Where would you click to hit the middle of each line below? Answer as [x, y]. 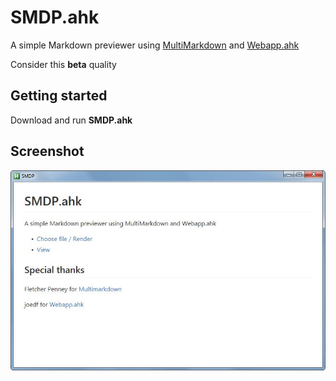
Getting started [59, 96]
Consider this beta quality [63, 64]
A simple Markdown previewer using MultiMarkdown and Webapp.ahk [155, 45]
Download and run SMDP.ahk [71, 120]
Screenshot [47, 151]
